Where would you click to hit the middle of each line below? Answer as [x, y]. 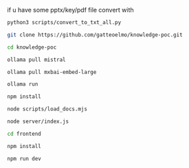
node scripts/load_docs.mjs [47, 109]
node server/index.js [38, 121]
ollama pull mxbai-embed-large [52, 72]
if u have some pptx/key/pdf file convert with [70, 10]
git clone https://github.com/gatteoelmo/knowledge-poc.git [95, 35]
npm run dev [24, 158]
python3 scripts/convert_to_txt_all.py [64, 23]
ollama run [23, 84]
